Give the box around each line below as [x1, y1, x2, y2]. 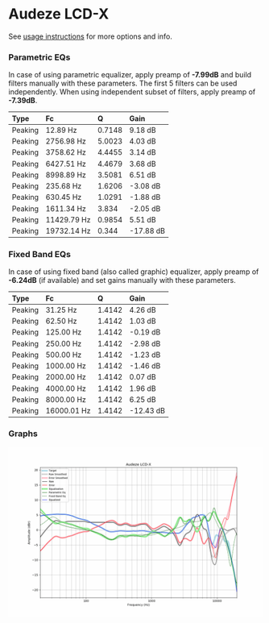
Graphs [8, 428, 38, 439]
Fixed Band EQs [8, 248, 71, 260]
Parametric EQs [8, 52, 71, 63]
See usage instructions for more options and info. [8, 31, 173, 41]
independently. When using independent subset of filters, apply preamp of [8, 87, 256, 97]
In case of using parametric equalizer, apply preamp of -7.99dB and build [8, 70, 252, 80]
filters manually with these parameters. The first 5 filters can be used [8, 78, 238, 89]
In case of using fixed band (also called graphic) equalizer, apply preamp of [8, 267, 259, 276]
